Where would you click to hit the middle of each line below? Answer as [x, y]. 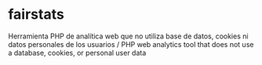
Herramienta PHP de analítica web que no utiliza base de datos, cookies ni [128, 36]
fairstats [36, 14]
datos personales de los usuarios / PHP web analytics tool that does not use [131, 44]
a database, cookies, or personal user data [77, 52]
